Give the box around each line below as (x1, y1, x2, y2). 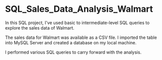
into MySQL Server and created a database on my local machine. (5, 39, 136, 45)
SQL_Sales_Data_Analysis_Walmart (5, 3, 153, 15)
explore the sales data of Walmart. (5, 25, 75, 30)
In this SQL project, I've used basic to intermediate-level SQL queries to (5, 20, 150, 26)
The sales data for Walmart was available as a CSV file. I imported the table (5, 34, 157, 40)
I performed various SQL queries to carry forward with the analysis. (5, 49, 141, 55)
